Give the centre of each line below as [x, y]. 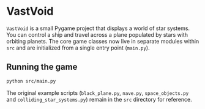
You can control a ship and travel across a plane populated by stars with [97, 34]
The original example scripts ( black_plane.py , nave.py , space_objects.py [98, 92]
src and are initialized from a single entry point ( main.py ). [78, 48]
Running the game [42, 67]
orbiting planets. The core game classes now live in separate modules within [103, 41]
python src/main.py [31, 81]
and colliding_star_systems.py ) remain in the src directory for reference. [99, 99]
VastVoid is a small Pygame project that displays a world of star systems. [98, 28]
